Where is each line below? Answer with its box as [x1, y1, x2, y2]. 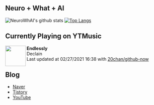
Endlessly [27, 45, 48, 51]
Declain [27, 50, 43, 57]
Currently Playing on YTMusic [5, 32, 102, 41]
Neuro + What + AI [5, 4, 64, 13]
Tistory [12, 89, 28, 95]
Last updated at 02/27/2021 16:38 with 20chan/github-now [27, 56, 149, 62]
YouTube [12, 94, 31, 100]
